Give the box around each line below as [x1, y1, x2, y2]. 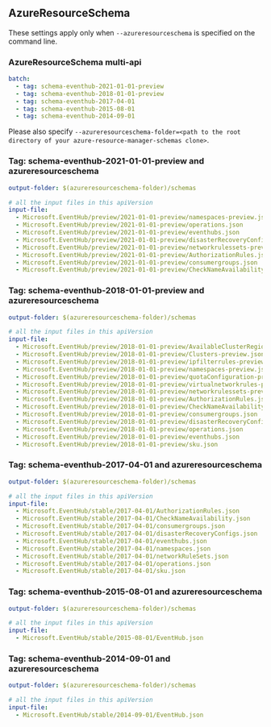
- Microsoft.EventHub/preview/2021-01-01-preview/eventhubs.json [15, 229, 240, 237]
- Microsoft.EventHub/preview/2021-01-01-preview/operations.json [15, 221, 244, 229]
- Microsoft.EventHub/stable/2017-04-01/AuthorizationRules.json [15, 507, 240, 515]
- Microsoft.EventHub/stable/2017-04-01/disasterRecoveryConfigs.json [15, 530, 258, 538]
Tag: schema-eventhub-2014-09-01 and [8, 653, 171, 664]
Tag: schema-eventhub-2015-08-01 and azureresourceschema [8, 586, 263, 597]
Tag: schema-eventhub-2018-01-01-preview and [8, 285, 205, 297]
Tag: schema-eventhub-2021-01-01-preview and [8, 156, 204, 167]
